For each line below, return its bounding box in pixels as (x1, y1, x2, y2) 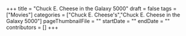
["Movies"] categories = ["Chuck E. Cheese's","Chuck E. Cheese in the (6, 11, 181, 18)
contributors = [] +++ (6, 24, 58, 31)
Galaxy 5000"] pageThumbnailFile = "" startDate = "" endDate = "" (6, 18, 170, 24)
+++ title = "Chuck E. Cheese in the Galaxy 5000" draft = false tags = (6, 5, 177, 12)
